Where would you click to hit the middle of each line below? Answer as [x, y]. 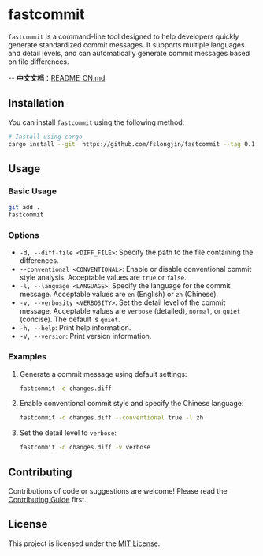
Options [24, 235]
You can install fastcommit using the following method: [96, 122]
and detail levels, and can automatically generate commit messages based [129, 53]
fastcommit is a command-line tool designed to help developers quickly [124, 36]
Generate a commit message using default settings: [103, 374]
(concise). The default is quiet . [70, 319]
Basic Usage [33, 191]
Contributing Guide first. [47, 499]
